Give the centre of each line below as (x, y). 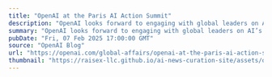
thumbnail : (27, 61)
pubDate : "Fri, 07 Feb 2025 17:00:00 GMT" (81, 38)
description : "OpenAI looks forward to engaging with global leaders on (134, 23)
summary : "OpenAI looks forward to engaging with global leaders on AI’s (136, 30)
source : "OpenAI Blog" (47, 46)
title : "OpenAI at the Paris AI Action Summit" (90, 16)
